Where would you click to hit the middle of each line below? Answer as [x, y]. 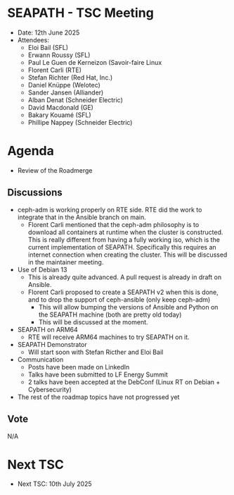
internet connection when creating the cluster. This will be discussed [128, 255]
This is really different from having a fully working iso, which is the [124, 239]
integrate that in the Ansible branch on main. [82, 217]
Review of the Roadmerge [55, 170]
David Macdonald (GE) [60, 107]
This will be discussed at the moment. [93, 322]
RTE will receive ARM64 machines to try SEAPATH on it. [109, 337]
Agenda [31, 151]
